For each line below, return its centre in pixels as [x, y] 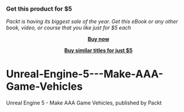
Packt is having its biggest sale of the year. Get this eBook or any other [92, 22]
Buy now [98, 39]
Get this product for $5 [39, 9]
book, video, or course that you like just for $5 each [69, 28]
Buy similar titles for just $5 [98, 50]
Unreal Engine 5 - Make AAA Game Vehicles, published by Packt [84, 103]
